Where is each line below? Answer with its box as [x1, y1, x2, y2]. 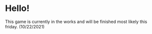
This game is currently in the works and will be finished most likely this [5, 19, 148, 24]
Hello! [5, 3, 30, 14]
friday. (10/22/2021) [5, 23, 45, 29]
